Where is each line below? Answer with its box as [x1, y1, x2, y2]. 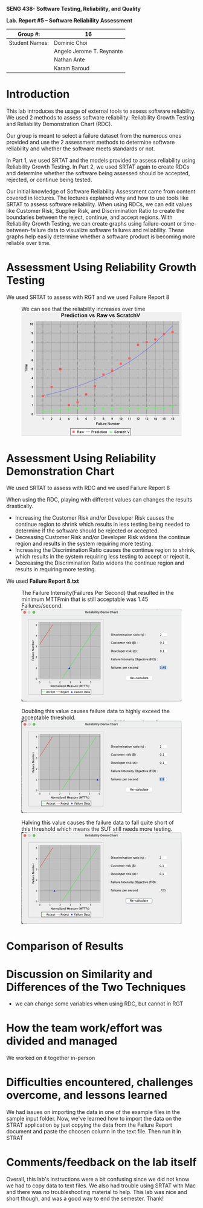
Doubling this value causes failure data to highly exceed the [21, 707, 170, 714]
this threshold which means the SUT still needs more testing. [21, 825, 173, 833]
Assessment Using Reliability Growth [6, 261, 197, 275]
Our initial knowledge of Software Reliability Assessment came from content [6, 187, 196, 195]
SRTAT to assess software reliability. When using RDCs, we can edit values [6, 200, 193, 208]
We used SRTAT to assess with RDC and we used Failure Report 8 [6, 485, 170, 492]
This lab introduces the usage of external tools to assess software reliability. [6, 107, 196, 115]
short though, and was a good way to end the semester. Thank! [6, 1195, 164, 1203]
